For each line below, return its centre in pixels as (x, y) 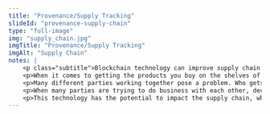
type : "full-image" (41, 31)
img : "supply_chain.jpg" (50, 38)
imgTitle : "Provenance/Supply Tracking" (77, 46)
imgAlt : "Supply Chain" (48, 53)
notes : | (23, 61)
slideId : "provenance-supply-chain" (70, 23)
